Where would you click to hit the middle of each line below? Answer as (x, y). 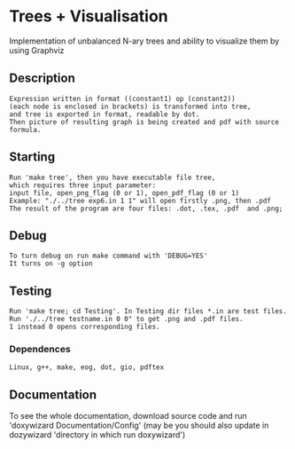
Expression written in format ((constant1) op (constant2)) (123, 98)
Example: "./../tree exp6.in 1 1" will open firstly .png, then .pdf (140, 201)
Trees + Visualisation (89, 16)
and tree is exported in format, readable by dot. (105, 114)
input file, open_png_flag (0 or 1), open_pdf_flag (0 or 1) (124, 193)
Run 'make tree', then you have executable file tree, (113, 177)
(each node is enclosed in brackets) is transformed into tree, (130, 106)
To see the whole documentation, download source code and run (128, 416)
